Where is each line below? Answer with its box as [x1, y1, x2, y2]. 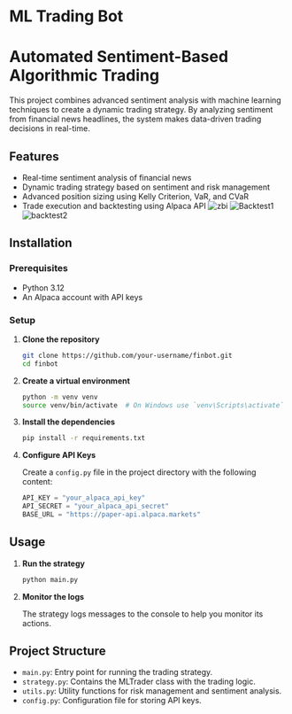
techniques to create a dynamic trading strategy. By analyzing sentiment [9, 105, 273, 115]
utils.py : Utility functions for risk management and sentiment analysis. [21, 686, 282, 696]
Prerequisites [9, 262, 68, 275]
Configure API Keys [21, 450, 96, 461]
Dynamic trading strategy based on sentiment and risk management [21, 182, 271, 192]
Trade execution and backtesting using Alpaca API [21, 200, 206, 211]
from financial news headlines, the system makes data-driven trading [9, 113, 262, 125]
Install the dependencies [21, 416, 116, 427]
